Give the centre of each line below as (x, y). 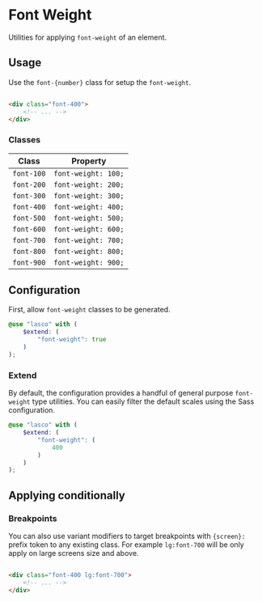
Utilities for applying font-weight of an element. (88, 37)
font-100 (29, 173)
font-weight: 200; (89, 184)
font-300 (29, 195)
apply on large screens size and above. (74, 553)
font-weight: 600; (89, 229)
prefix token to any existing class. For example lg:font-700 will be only (126, 545)
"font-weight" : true (72, 340)
